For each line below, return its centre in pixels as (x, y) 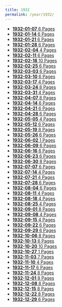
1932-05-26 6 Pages (34, 135)
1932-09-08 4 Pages (34, 214)
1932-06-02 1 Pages (34, 140)
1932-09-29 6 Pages (34, 230)
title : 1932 (17, 10)
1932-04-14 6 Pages (34, 103)
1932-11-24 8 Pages (33, 273)
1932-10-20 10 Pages (34, 246)
